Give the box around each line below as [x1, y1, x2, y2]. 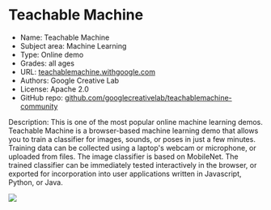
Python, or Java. [8, 177, 63, 187]
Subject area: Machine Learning [19, 41, 127, 50]
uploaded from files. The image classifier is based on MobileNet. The [8, 152, 239, 161]
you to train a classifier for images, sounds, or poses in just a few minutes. [8, 134, 256, 144]
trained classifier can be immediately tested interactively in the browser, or [8, 160, 257, 169]
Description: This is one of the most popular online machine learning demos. [8, 117, 263, 126]
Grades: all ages [19, 58, 75, 68]
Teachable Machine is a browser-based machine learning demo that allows [8, 126, 259, 135]
